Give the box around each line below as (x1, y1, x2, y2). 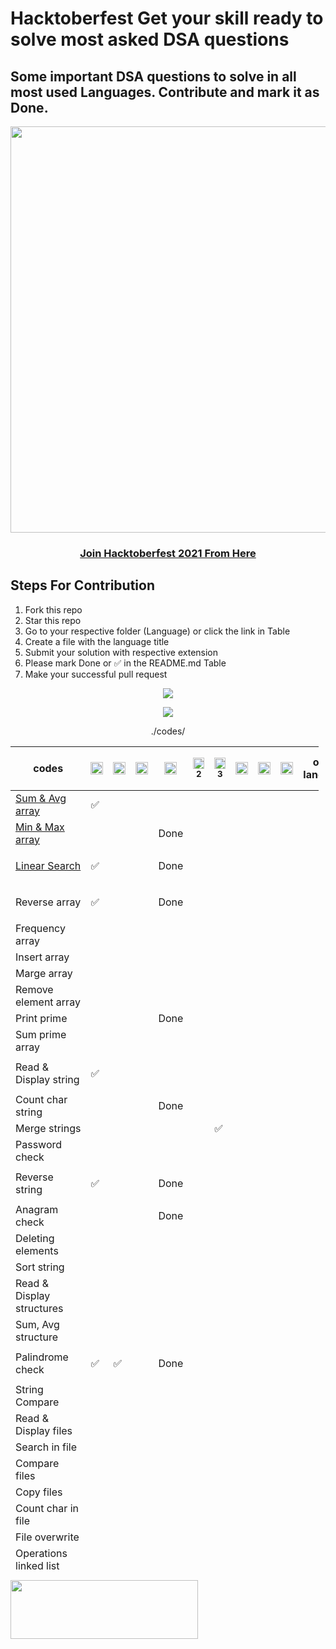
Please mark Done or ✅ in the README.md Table (24, 657, 227, 669)
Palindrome (15, 1350, 69, 1364)
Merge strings (15, 1121, 82, 1135)
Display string (15, 1072, 80, 1086)
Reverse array (15, 895, 82, 909)
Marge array (15, 966, 73, 980)
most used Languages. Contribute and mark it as (10, 83, 320, 101)
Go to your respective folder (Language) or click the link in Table (24, 625, 291, 637)
